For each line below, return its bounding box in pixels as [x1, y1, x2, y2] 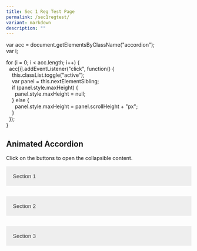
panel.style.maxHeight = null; [14, 90, 86, 97]
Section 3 [12, 233, 36, 240]
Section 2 [12, 203, 36, 210]
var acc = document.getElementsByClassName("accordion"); [6, 41, 155, 48]
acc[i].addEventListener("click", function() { [8, 66, 115, 73]
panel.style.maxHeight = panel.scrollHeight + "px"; [14, 103, 138, 110]
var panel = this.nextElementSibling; [11, 78, 99, 85]
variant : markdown [6, 19, 51, 25]
